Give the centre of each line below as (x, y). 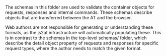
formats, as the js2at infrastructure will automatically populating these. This (83, 32)
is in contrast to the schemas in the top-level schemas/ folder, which (76, 38)
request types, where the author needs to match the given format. (73, 48)
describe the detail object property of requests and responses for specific (82, 43)
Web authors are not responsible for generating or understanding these (79, 27)
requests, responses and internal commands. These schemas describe (79, 12)
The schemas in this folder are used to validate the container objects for (80, 7)
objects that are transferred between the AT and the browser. (69, 18)
